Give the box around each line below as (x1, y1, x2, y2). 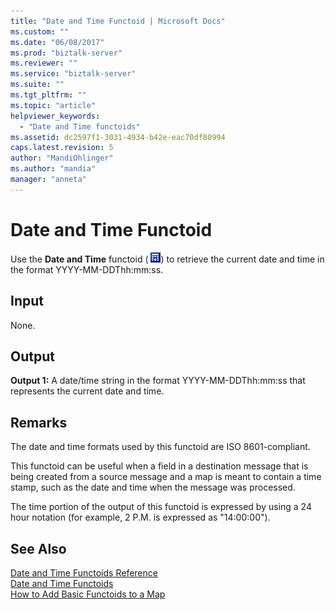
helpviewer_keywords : (10, 111, 101, 121)
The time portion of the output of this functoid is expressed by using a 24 (10, 501, 312, 513)
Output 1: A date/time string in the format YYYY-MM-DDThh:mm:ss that (10, 375, 306, 387)
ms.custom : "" (10, 26, 70, 37)
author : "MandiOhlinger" (10, 153, 114, 164)
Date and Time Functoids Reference (10, 566, 158, 579)
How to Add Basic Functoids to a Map (10, 588, 166, 600)
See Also (10, 540, 67, 557)
